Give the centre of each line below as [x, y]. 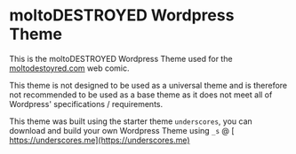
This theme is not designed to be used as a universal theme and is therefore [148, 85]
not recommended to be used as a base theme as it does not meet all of [141, 95]
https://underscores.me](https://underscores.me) [100, 140]
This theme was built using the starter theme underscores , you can [131, 121]
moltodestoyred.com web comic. [70, 68]
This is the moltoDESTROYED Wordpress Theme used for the [121, 58]
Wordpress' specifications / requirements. [86, 104]
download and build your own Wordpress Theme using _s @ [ [122, 130]
